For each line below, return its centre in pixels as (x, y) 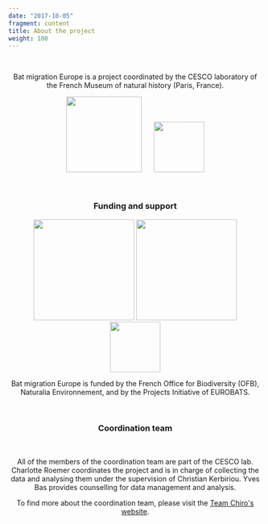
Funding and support (135, 206)
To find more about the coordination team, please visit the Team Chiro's (135, 503)
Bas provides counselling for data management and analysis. (135, 487)
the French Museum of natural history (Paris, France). (135, 85)
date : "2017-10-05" (41, 16)
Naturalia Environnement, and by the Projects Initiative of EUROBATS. (135, 392)
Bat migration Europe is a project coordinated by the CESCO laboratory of (135, 77)
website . (135, 511)
